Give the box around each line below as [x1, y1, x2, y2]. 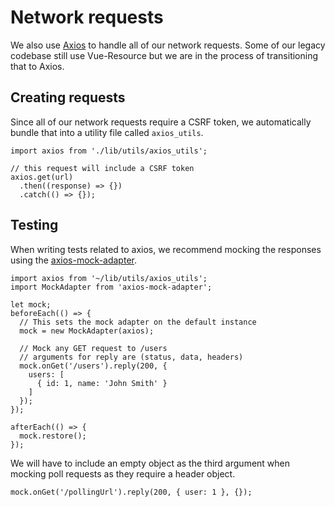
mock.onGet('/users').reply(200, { [19, 361, 168, 371]
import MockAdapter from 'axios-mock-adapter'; [10, 282, 213, 292]
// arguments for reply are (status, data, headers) [19, 352, 244, 362]
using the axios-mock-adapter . [10, 254, 137, 266]
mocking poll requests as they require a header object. [10, 467, 236, 480]
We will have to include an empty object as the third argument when [10, 457, 291, 469]
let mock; [10, 299, 52, 310]
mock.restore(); [19, 431, 87, 441]
